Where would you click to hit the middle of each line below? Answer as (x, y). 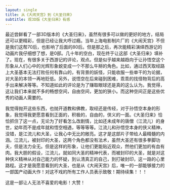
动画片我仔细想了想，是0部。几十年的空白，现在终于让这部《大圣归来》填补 (84, 53)
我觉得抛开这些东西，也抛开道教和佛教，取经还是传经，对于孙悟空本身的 (80, 108)
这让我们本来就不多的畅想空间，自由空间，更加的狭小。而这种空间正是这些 (83, 91)
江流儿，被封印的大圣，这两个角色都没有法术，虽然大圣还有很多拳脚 (85, 140)
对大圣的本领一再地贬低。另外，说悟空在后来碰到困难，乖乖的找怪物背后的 (83, 79)
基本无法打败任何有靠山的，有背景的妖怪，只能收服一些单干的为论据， (92, 72)
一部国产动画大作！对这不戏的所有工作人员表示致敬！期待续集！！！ (76, 172)
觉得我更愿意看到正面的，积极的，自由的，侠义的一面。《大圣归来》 (88, 115)
